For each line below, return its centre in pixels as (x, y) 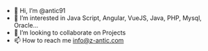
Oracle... (26, 25)
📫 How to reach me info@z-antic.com (69, 40)
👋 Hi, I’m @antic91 (40, 11)
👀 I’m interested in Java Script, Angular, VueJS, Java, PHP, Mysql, (108, 18)
